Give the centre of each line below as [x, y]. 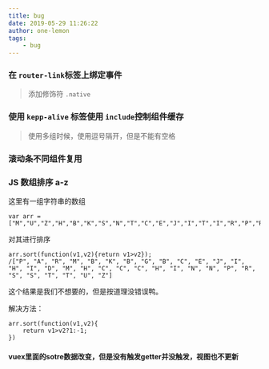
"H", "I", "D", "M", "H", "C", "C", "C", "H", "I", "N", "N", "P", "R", [132, 268]
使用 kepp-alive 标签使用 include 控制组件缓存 [96, 117]
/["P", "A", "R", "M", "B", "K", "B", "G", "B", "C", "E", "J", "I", [127, 262]
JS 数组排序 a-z [38, 182]
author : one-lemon [39, 30]
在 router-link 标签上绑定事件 [65, 75]
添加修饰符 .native [59, 94]
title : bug [26, 16]
